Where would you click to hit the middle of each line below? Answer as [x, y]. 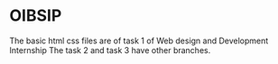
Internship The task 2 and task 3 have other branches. [110, 50]
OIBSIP [36, 16]
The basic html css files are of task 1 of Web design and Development [139, 41]
